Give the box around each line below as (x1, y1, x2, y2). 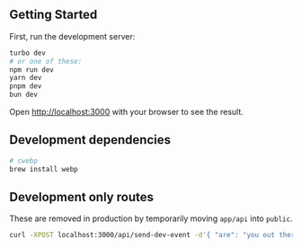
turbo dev (9, 49, 47, 58)
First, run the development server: (9, 31, 136, 41)
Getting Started (9, 7, 98, 22)
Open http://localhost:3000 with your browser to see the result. (9, 107, 244, 118)
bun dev (9, 90, 39, 100)
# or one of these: (9, 57, 83, 66)
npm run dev (9, 65, 54, 75)
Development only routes (9, 190, 155, 205)
